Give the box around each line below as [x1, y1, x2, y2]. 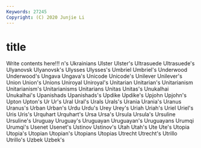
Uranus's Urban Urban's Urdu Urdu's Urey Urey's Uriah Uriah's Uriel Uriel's [6, 104, 194, 111]
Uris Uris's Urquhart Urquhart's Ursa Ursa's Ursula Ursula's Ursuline [6, 111, 176, 118]
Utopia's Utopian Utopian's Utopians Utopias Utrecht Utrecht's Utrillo [6, 130, 178, 137]
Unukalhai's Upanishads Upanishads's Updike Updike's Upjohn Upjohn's [6, 92, 187, 99]
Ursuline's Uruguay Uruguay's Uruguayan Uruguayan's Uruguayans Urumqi [6, 117, 194, 125]
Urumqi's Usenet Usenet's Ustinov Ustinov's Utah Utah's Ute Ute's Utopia [6, 123, 190, 131]
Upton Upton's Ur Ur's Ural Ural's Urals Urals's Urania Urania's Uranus [6, 98, 182, 105]
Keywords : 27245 [6, 8, 47, 15]
